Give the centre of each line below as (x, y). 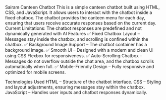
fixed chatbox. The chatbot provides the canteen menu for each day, (75, 18)
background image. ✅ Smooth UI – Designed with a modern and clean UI (79, 50)
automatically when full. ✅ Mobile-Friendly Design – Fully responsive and (80, 66)
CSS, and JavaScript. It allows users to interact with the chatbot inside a (79, 12)
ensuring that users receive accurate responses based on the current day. (81, 23)
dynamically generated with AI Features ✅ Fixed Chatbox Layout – (73, 34)
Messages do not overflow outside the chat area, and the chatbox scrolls (80, 61)
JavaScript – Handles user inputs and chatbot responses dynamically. (76, 92)
